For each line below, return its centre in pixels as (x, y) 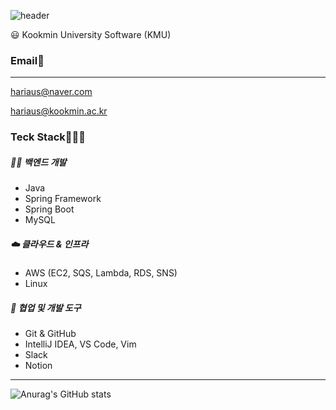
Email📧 (27, 60)
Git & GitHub (50, 334)
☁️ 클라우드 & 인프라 (49, 244)
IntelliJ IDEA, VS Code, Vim (80, 344)
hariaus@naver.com (51, 92)
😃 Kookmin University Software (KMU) (91, 34)
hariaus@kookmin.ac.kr (59, 111)
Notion (38, 366)
